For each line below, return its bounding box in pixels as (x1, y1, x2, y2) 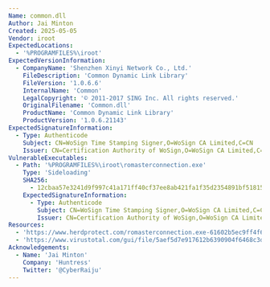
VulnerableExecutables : (8, 154, 88, 162)
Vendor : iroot (8, 34, 56, 43)
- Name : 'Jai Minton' (15, 251, 88, 259)
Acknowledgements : (8, 244, 70, 252)
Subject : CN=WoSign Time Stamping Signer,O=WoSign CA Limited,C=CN (22, 138, 253, 147)
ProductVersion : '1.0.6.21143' (22, 117, 128, 125)
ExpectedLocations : (8, 42, 74, 50)
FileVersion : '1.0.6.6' (22, 79, 103, 87)
